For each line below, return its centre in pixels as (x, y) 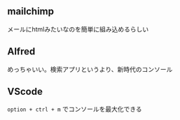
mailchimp (31, 12)
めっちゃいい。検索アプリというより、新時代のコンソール (90, 69)
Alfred (21, 52)
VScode (25, 92)
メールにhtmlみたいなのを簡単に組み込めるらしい (78, 29)
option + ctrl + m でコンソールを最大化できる (75, 109)
